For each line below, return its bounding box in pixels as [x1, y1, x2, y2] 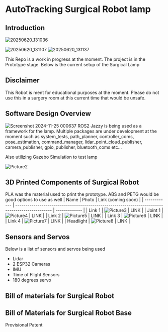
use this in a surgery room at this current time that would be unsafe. [5, 94, 146, 101]
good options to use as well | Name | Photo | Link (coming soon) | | [5, 197, 144, 203]
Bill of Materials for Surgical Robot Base [5, 309, 132, 317]
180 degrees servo [12, 277, 51, 283]
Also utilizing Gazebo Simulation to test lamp [5, 154, 98, 160]
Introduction [5, 24, 45, 32]
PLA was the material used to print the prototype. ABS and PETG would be [5, 191, 159, 197]
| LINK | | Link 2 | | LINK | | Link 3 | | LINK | [29, 212, 163, 219]
